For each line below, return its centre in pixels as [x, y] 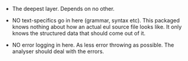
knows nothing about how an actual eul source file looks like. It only [97, 27]
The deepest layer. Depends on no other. [63, 9]
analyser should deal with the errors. [58, 51]
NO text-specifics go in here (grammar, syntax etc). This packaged [96, 20]
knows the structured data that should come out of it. [79, 33]
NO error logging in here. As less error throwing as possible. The [93, 45]
